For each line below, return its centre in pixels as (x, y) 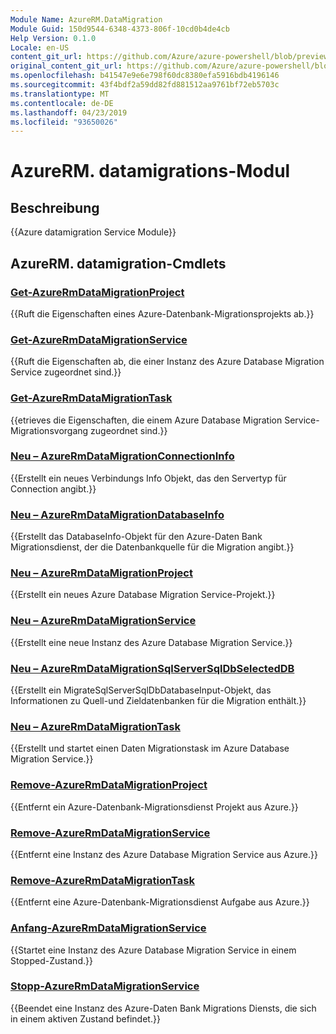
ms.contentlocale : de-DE (62, 103)
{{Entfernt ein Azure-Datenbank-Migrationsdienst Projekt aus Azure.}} (154, 807)
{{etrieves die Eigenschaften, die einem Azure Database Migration (146, 420)
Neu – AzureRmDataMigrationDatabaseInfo (117, 514)
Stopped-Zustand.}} (51, 960)
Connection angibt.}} (53, 488)
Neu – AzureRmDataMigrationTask (95, 726)
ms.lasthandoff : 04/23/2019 (69, 112)
